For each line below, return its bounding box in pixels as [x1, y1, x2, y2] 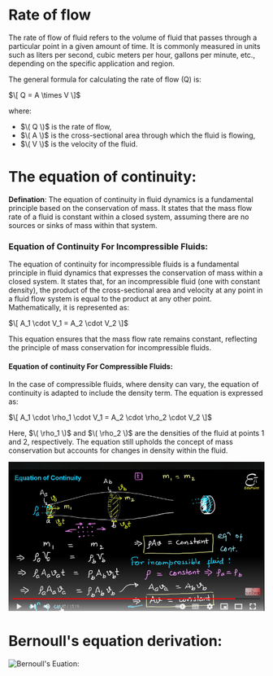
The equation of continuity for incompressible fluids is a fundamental [8, 259, 240, 270]
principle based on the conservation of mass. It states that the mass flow [8, 203, 253, 213]
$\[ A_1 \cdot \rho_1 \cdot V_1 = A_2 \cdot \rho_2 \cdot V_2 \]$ [8, 413, 213, 423]
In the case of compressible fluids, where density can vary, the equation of [8, 380, 259, 389]
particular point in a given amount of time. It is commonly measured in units [8, 41, 261, 50]
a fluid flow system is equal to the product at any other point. [8, 294, 213, 304]
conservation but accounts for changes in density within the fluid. [8, 446, 228, 455]
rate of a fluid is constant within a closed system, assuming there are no [8, 212, 249, 222]
